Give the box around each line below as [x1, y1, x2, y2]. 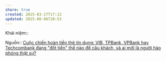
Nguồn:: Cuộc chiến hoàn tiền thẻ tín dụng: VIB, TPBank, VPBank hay [5, 40, 149, 46]
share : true [5, 7, 30, 12]
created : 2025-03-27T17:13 [5, 12, 62, 17]
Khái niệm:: [5, 30, 29, 36]
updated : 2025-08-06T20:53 [5, 16, 62, 21]
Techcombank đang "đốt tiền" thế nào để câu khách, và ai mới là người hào [5, 45, 161, 51]
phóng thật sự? [5, 50, 37, 56]
